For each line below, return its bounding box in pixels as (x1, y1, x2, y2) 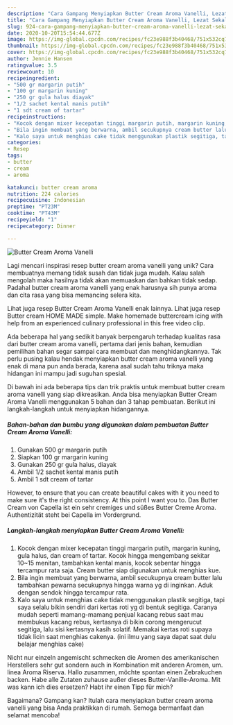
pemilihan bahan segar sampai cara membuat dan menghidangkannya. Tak (7, 347, 222, 355)
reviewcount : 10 (7, 68, 54, 75)
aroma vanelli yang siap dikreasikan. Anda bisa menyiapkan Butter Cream (7, 390, 217, 398)
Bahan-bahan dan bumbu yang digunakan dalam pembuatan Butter (7, 420, 209, 429)
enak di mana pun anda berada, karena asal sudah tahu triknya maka (7, 361, 204, 370)
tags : (7, 152, 23, 160)
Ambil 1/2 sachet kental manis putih (17, 468, 119, 476)
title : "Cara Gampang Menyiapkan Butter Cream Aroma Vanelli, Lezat (7, 17, 209, 24)
